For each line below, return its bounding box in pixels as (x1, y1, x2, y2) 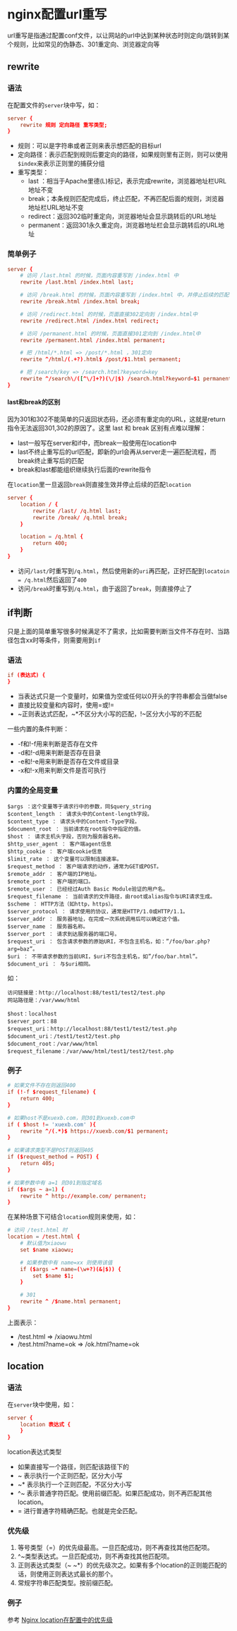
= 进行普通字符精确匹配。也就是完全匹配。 (17, 1507, 141, 1515)
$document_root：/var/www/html (7, 1040, 99, 1048)
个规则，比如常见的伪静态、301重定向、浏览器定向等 (7, 40, 160, 48)
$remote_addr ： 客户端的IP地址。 (7, 871, 100, 878)
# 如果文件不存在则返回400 (7, 1082, 76, 1089)
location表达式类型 (7, 1448, 62, 1456)
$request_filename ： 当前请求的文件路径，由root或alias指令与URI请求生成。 (7, 893, 216, 901)
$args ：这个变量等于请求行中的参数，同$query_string (7, 803, 152, 810)
